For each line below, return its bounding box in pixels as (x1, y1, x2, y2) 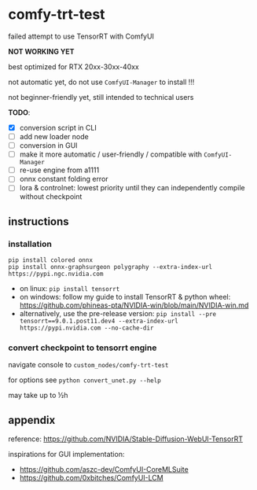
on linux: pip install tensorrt (19, 284, 120, 293)
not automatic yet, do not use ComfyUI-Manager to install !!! (8, 77, 195, 87)
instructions (8, 215, 69, 228)
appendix (8, 413, 56, 426)
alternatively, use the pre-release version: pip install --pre (19, 309, 217, 319)
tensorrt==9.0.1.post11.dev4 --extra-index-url (19, 317, 178, 326)
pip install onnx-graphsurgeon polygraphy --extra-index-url (8, 263, 213, 271)
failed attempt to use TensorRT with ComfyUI (8, 31, 155, 41)
